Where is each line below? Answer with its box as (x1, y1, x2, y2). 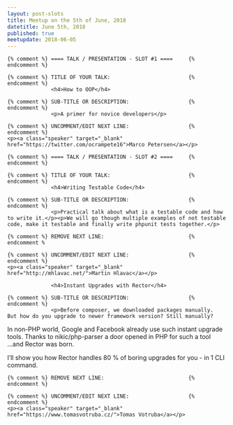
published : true (7, 29, 54, 37)
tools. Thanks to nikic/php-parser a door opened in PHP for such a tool (7, 333, 211, 341)
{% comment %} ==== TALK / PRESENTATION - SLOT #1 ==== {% (7, 55, 195, 63)
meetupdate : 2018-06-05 (7, 36, 77, 43)
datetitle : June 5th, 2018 (7, 23, 86, 30)
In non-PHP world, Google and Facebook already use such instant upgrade (7, 325, 223, 333)
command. (7, 361, 38, 370)
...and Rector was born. (7, 340, 75, 349)
